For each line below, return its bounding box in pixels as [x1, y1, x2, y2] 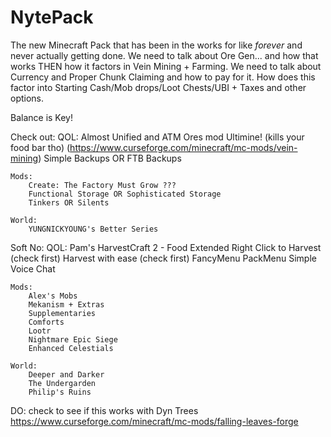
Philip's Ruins [28, 387, 92, 397]
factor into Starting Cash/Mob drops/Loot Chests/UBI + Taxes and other [10, 81, 307, 93]
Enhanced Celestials [28, 343, 114, 353]
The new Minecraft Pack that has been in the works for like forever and [10, 39, 303, 51]
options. [10, 92, 45, 104]
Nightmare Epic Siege [28, 334, 118, 345]
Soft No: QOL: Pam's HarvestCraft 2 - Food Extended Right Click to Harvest [10, 241, 322, 253]
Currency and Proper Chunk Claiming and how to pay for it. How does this [10, 71, 316, 83]
